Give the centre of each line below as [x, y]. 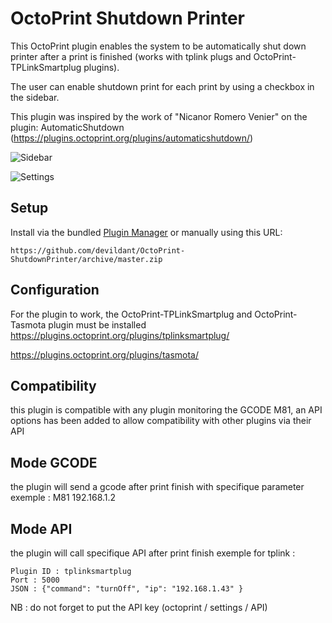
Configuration [55, 290]
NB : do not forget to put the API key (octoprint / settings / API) [139, 607]
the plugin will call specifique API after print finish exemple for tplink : [153, 553]
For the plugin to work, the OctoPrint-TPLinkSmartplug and [131, 314]
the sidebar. [35, 97]
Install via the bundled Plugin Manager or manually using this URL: [146, 232]
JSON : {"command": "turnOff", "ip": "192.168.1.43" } [127, 589]
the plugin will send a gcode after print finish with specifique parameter [157, 487]
